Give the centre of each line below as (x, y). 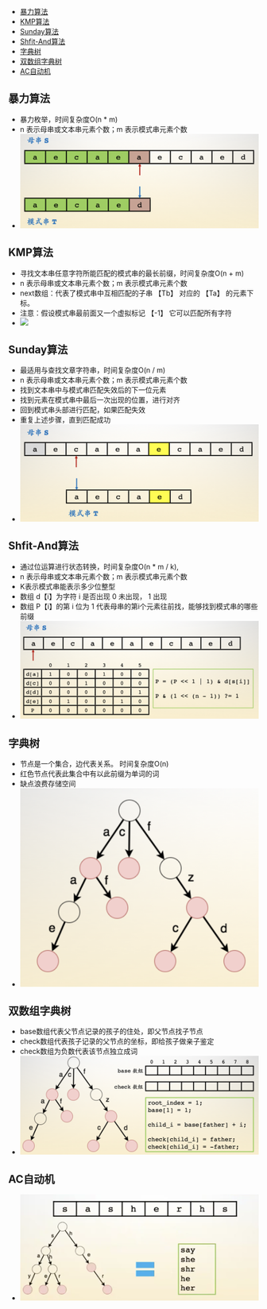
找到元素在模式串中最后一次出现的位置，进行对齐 (100, 400)
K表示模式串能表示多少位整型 (68, 586)
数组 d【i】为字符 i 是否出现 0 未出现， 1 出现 (93, 596)
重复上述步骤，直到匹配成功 (65, 420)
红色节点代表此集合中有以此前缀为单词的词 (89, 774)
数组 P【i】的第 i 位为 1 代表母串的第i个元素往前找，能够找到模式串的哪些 (139, 606)
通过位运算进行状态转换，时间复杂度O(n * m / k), (99, 566)
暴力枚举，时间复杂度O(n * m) (69, 119)
